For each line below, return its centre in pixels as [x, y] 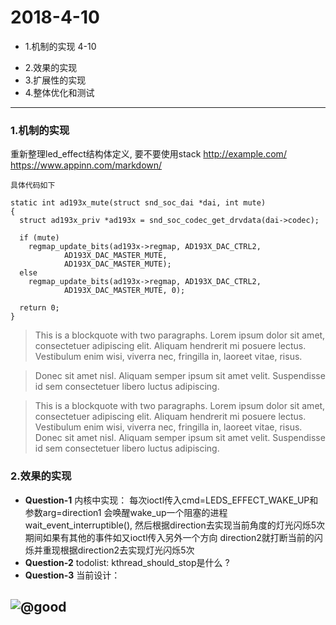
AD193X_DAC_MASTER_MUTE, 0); [124, 291]
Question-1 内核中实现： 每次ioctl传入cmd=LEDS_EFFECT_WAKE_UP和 [171, 500]
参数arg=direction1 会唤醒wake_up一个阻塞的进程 [126, 512]
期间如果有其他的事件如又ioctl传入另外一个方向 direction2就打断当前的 [169, 537]
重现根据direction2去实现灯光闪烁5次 [118, 550]
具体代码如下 [33, 186]
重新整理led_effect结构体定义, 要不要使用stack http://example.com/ [148, 154]
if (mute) [39, 238]
